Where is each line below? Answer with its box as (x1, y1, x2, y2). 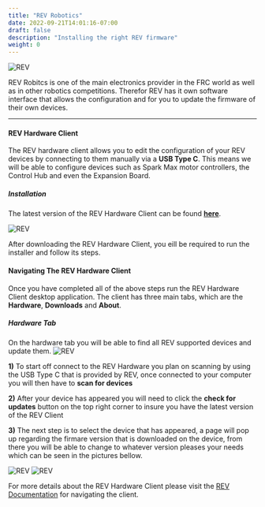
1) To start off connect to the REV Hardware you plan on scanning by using (8, 362, 251, 371)
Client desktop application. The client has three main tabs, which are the (8, 292, 243, 301)
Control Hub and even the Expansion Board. (8, 171, 151, 181)
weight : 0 (8, 41, 41, 49)
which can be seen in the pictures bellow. (8, 451, 144, 460)
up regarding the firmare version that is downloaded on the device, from (8, 434, 243, 444)
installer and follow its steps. (8, 248, 101, 257)
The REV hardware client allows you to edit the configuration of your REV (8, 146, 246, 155)
